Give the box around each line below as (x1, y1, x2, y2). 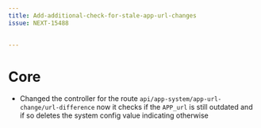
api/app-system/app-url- (140, 95, 222, 103)
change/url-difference (19, 104, 95, 112)
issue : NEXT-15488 (8, 19, 69, 27)
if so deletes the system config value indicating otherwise (19, 111, 209, 120)
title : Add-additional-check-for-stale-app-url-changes (8, 11, 197, 20)
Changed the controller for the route (19, 94, 139, 103)
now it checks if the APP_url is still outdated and (96, 103, 253, 112)
